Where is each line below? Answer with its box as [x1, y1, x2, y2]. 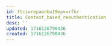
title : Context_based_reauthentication [6, 14, 107, 20]
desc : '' [6, 20, 28, 26]
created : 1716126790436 [6, 31, 66, 37]
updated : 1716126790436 [6, 25, 66, 32]
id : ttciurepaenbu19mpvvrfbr [6, 8, 79, 15]
